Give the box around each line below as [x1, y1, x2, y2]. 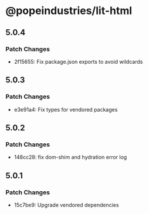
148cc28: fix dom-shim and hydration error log [13, 154, 127, 161]
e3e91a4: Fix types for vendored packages [13, 106, 118, 113]
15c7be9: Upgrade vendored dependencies [13, 201, 119, 208]
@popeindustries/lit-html [5, 4, 133, 18]
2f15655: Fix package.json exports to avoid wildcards [13, 58, 143, 65]
